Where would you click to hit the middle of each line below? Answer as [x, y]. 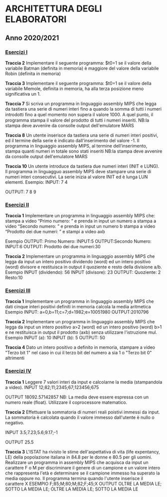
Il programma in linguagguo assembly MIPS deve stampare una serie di [78, 171]
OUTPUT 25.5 [19, 442]
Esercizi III [18, 291]
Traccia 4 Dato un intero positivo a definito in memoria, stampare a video [80, 347]
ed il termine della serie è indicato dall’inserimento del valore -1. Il [72, 140]
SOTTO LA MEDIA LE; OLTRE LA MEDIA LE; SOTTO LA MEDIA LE [72, 489]
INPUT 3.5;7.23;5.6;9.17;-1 [32, 432]
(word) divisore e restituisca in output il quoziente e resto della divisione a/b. [83, 267]
